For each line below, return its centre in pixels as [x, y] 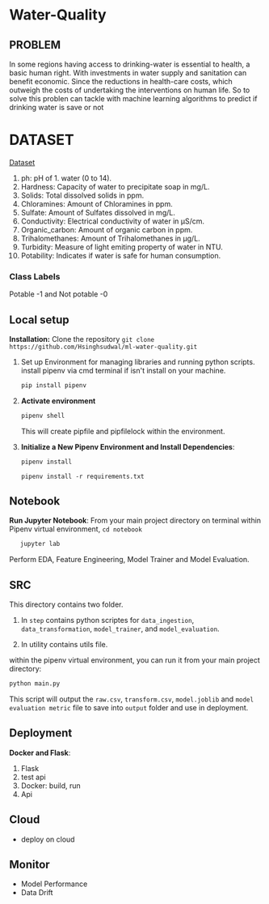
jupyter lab [40, 544]
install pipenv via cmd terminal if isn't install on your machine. [123, 371]
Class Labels [35, 276]
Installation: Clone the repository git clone [82, 339]
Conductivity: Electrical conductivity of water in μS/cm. [113, 221]
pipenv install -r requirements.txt [82, 476]
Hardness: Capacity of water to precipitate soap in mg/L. [115, 186]
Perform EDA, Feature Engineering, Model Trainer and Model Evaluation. [129, 560]
